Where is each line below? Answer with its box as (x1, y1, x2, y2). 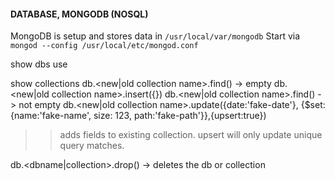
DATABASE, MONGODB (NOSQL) (10, 8, 149, 20)
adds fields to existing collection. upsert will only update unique (59, 129, 323, 141)
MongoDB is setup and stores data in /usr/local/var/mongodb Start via (10, 30, 301, 42)
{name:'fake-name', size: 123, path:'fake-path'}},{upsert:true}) (10, 110, 267, 122)
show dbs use (10, 58, 68, 70)
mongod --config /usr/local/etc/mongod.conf (10, 41, 199, 51)
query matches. (59, 140, 125, 152)
